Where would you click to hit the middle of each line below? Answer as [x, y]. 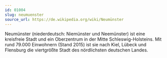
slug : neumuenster [24, 15]
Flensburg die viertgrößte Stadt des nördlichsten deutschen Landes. [77, 50]
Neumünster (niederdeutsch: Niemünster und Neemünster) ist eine [75, 34]
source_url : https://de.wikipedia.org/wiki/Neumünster [64, 19]
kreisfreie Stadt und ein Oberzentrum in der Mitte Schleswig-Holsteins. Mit [83, 39]
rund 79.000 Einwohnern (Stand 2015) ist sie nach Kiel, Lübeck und [76, 45]
